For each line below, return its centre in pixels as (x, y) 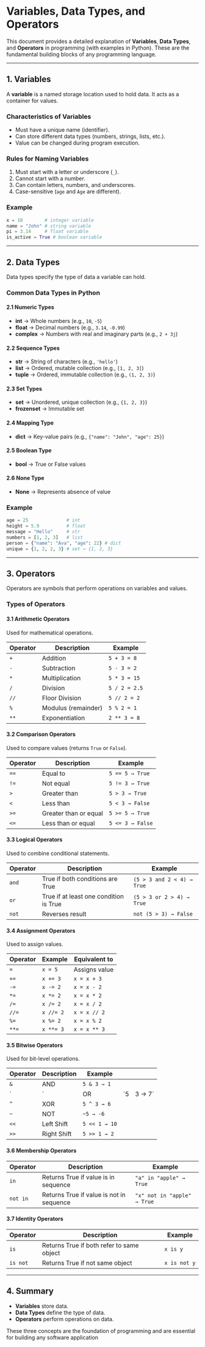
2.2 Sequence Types (33, 348)
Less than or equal (68, 823)
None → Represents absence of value (63, 492)
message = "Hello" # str (43, 532)
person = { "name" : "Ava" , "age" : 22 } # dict (64, 543)
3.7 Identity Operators (35, 1219)
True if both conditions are (80, 879)
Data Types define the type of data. (60, 1312)
